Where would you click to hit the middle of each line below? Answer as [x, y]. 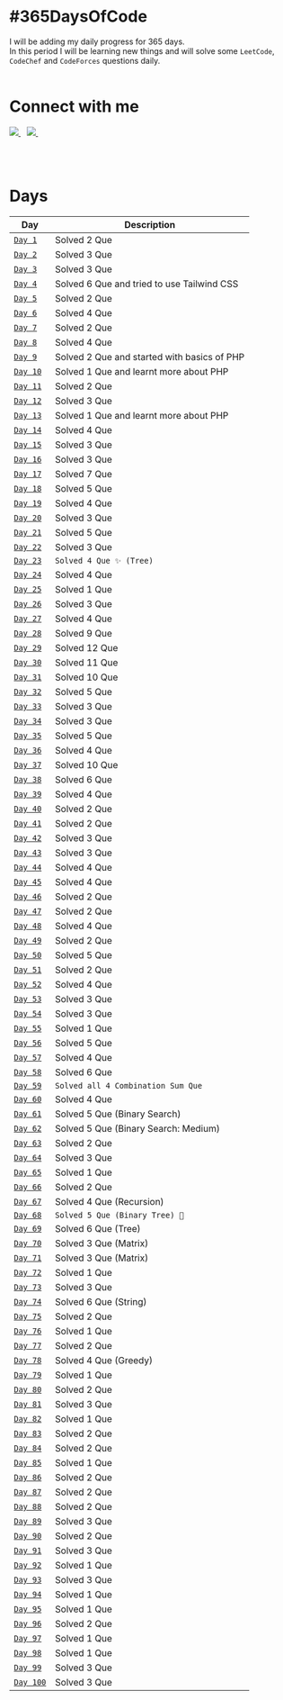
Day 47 [28, 911]
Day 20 [28, 518]
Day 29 [28, 647]
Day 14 [28, 430]
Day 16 [28, 459]
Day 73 [28, 1287]
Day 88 [28, 1506]
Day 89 [28, 1521]
